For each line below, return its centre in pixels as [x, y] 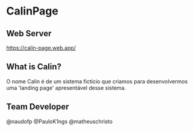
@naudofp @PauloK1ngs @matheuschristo [59, 121]
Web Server [29, 34]
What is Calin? [34, 67]
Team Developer [38, 107]
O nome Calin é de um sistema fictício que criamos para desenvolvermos [97, 81]
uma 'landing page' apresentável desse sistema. [66, 88]
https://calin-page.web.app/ [41, 48]
